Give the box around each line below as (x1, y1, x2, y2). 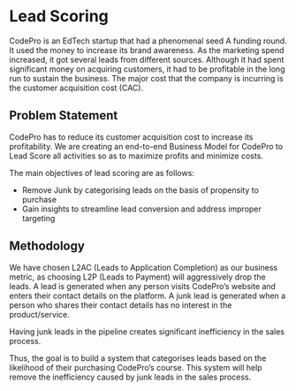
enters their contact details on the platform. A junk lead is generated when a (9, 290, 286, 301)
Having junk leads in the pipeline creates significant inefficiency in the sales (9, 326, 285, 337)
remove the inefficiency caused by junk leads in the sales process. (9, 372, 252, 382)
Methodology (9, 239, 86, 254)
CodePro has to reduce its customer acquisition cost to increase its (9, 131, 254, 142)
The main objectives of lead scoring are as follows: (9, 167, 194, 178)
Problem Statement (9, 108, 118, 123)
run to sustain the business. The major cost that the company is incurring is (9, 73, 285, 83)
